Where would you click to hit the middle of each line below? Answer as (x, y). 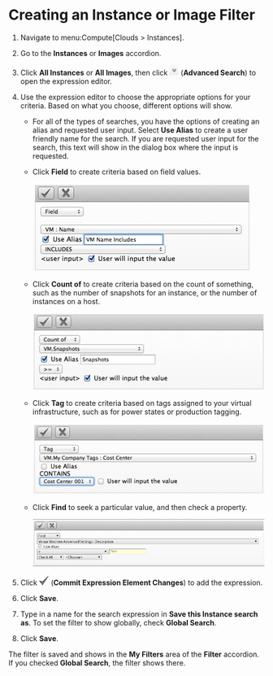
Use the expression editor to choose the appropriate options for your (135, 97)
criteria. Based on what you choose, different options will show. (126, 105)
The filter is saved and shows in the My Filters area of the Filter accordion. (134, 654)
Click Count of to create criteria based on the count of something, (143, 284)
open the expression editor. (66, 81)
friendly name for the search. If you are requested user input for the (145, 138)
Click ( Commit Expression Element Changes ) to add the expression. (141, 582)
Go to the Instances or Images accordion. (91, 53)
